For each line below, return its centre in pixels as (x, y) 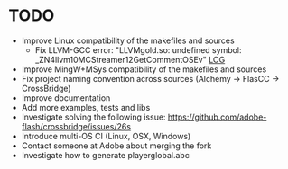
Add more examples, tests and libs (86, 107)
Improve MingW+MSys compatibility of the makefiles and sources (144, 69)
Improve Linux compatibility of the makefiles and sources (128, 40)
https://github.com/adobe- (217, 117)
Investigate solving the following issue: (93, 117)
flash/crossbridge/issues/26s (76, 126)
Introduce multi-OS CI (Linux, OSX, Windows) (106, 136)
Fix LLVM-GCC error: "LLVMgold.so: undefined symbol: (138, 49)
